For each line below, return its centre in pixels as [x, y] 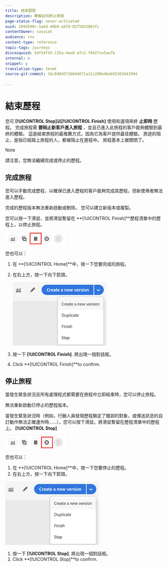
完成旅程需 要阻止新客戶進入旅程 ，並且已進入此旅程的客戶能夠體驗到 [86, 127]
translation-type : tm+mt [31, 69]
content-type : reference [31, 43]
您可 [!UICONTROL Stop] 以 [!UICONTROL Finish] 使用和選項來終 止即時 [79, 121]
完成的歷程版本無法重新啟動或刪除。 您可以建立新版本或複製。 [69, 208]
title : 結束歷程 [20, 11]
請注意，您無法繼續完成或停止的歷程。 [44, 160]
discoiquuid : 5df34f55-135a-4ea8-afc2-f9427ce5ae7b [60, 53]
